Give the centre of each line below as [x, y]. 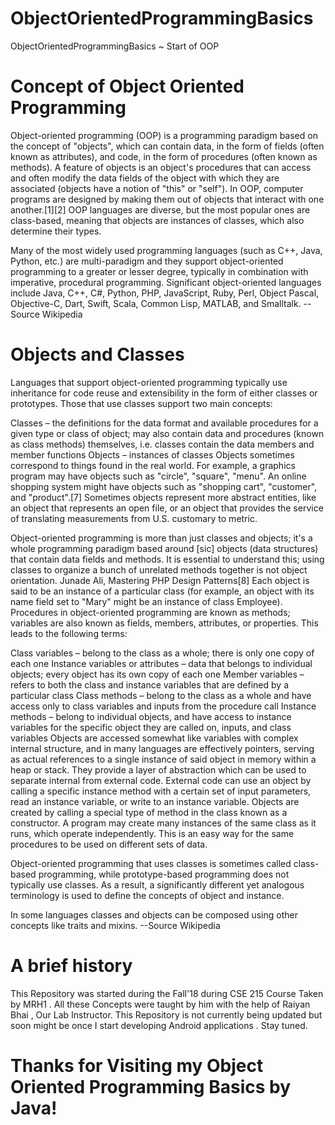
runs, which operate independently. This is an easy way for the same [152, 833]
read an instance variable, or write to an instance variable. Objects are [155, 801]
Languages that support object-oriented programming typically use [149, 382]
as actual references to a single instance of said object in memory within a [163, 759]
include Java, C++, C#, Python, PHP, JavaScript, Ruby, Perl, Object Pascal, [165, 293]
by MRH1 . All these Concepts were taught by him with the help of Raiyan [160, 1004]
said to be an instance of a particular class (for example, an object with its [162, 591]
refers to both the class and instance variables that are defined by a [149, 684]
